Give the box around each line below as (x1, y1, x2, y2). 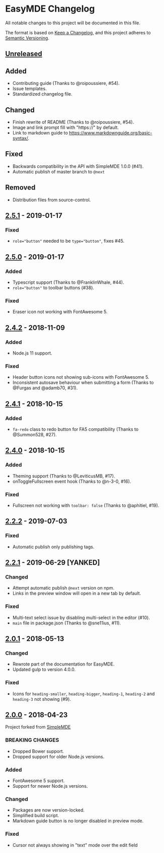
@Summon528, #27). (12, 431, 57, 437)
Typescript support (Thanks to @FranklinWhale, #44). (12, 279, 124, 285)
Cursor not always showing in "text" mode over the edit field (12, 842, 138, 848)
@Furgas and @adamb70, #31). (12, 385, 78, 391)
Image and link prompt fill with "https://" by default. (12, 124, 119, 130)
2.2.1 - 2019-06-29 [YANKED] (5, 558, 100, 567)
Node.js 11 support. (12, 350, 52, 356)
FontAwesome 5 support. (12, 777, 65, 784)
